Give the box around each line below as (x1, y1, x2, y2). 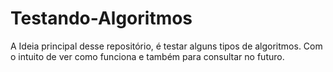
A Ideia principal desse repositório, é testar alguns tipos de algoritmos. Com (10, 40, 323, 52)
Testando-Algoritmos (10, 7, 193, 30)
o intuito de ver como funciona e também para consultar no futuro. (10, 50, 285, 62)
